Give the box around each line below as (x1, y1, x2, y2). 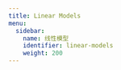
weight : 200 (23, 49, 63, 57)
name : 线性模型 (23, 34, 69, 43)
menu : (8, 19, 27, 27)
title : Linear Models (8, 11, 81, 20)
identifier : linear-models (23, 42, 114, 50)
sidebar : (15, 27, 45, 35)
